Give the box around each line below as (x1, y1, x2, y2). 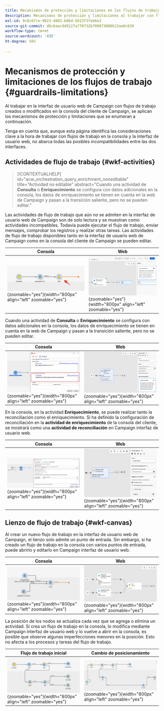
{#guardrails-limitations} (5, 86, 109, 98)
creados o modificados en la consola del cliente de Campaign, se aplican (5, 108, 152, 114)
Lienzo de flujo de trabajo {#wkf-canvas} (5, 518, 133, 527)
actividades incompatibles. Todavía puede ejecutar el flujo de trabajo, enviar (5, 222, 159, 228)
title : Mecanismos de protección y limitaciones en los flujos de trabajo (5, 8, 161, 13)
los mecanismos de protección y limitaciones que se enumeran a (5, 113, 136, 119)
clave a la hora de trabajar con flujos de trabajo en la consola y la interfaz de (5, 133, 159, 139)
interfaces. (5, 144, 27, 150)
